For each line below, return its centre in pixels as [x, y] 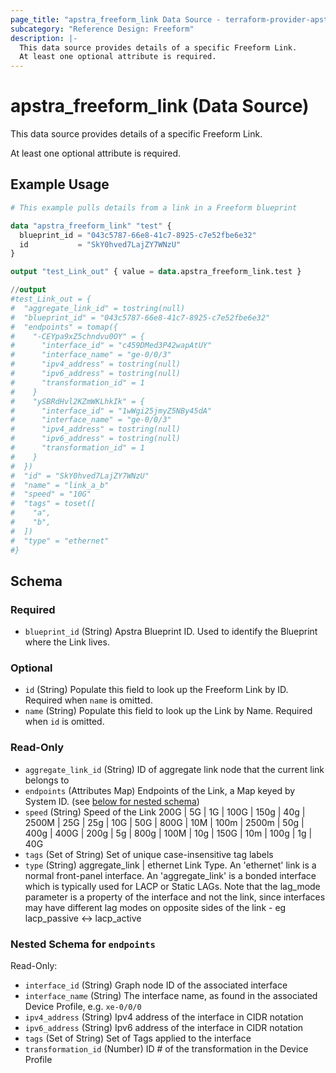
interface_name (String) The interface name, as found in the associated [171, 996]
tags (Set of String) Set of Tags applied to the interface [138, 1038]
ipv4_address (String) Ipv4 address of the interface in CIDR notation [164, 1017]
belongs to [47, 780]
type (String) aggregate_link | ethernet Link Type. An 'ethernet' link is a [170, 865]
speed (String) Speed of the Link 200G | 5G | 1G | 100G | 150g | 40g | [165, 812]
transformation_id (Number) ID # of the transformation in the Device [166, 1049]
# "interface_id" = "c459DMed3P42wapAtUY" [111, 346]
